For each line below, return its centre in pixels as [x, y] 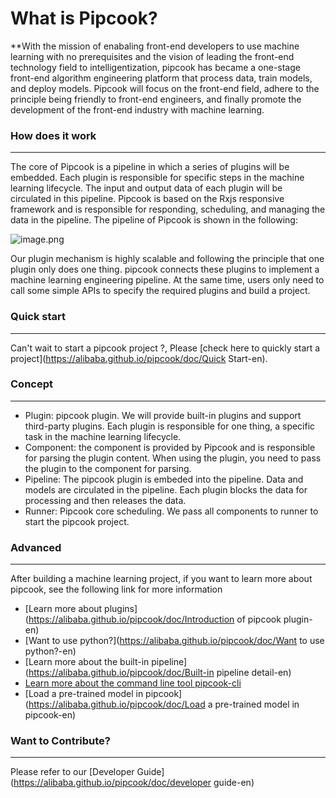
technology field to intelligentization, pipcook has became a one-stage [155, 67]
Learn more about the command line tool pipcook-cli [133, 683]
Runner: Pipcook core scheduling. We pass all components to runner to [171, 511]
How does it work [53, 135]
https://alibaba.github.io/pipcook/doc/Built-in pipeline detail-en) [160, 673]
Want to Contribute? [61, 741]
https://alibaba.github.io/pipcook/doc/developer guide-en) [134, 783]
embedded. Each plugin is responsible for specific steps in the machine [157, 178]
